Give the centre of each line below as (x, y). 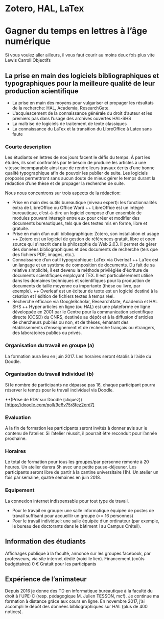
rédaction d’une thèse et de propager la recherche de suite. (65, 183)
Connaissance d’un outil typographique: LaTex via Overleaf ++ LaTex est (85, 260)
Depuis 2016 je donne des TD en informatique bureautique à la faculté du (79, 591)
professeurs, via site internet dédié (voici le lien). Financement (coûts (75, 558)
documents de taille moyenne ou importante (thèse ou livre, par (76, 286)
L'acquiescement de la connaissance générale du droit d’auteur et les (82, 113)
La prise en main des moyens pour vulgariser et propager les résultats (83, 103)
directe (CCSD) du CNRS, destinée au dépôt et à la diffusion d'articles (82, 317)
